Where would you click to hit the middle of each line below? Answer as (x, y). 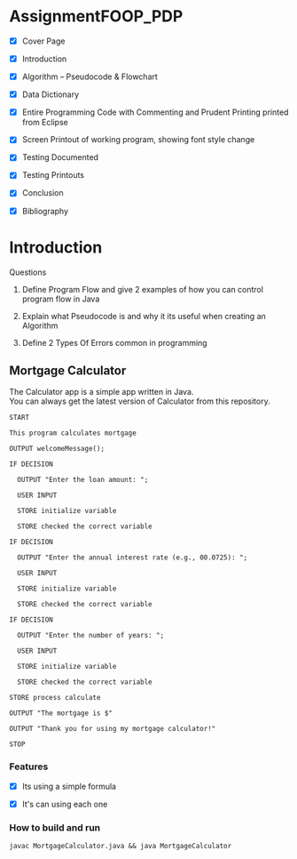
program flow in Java (61, 299)
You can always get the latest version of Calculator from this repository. (140, 401)
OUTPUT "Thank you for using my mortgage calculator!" (113, 729)
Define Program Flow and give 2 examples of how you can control (143, 289)
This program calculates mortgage (73, 433)
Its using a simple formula (69, 786)
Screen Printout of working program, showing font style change (138, 140)
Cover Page (43, 41)
